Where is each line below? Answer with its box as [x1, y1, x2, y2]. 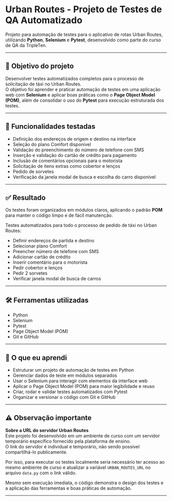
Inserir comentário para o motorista [12, 259, 88, 265]
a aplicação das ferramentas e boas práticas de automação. [5, 485, 132, 491]
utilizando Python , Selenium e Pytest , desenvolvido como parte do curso [5, 37, 161, 43]
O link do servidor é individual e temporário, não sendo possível [5, 443, 140, 449]
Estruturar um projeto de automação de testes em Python [12, 367, 134, 373]
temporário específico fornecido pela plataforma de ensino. [5, 438, 131, 444]
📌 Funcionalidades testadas [5, 122, 96, 131]
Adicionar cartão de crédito [12, 254, 71, 260]
